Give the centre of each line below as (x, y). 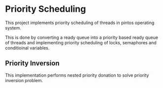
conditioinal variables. (27, 48)
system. (13, 28)
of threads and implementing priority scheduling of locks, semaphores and (81, 42)
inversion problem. (24, 80)
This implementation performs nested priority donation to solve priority (77, 75)
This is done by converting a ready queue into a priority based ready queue (82, 37)
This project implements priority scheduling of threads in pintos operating (80, 23)
